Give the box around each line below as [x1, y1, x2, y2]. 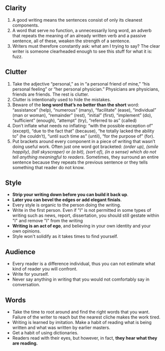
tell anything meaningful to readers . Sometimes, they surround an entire [12, 154, 159, 160]
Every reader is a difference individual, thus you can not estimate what [12, 261, 156, 267]
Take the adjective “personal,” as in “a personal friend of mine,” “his [12, 81, 150, 87]
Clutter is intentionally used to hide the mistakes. [12, 96, 111, 102]
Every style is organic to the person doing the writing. [12, 202, 122, 208]
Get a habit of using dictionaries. [12, 330, 79, 336]
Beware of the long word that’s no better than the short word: [12, 102, 139, 108]
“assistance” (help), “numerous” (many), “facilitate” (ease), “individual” [12, 107, 157, 113]
